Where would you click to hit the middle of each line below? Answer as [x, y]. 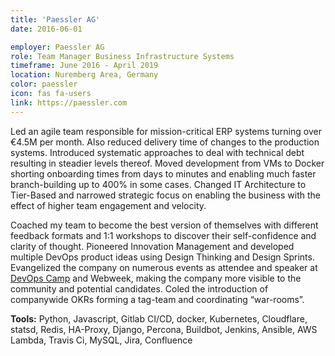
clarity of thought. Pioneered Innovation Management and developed [152, 246]
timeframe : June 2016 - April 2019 [84, 66]
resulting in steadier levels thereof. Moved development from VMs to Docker [167, 163]
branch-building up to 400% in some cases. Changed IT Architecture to [158, 184]
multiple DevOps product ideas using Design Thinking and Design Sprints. [162, 257]
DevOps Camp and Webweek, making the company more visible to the [156, 278]
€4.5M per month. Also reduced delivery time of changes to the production [165, 142]
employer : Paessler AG [57, 47]
